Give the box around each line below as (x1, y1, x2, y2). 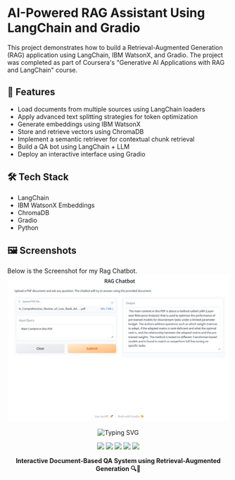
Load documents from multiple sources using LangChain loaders (17, 104, 205, 113)
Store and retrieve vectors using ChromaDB (17, 127, 144, 135)
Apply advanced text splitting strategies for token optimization (17, 112, 198, 121)
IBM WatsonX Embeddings (17, 201, 95, 209)
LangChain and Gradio (7, 20, 141, 36)
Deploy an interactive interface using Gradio (17, 149, 146, 158)
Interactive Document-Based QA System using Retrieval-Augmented (15, 456, 221, 464)
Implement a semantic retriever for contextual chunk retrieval (17, 135, 195, 143)
